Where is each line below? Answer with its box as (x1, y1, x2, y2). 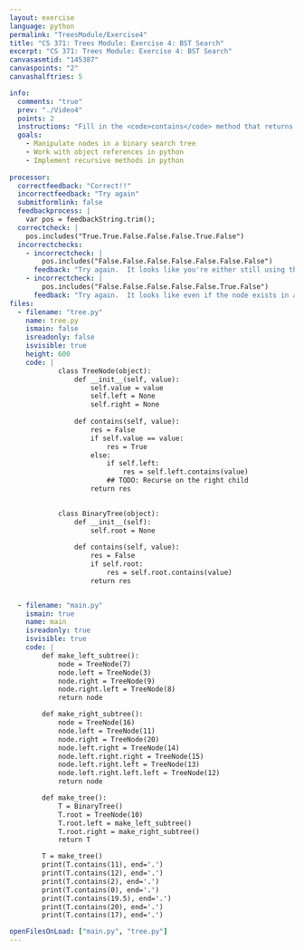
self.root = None (90, 526, 156, 535)
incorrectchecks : (17, 240, 83, 249)
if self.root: (90, 560, 144, 569)
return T (57, 835, 91, 845)
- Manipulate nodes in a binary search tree (25, 139, 196, 149)
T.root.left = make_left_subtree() (57, 819, 193, 828)
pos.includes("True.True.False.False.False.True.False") (25, 232, 245, 241)
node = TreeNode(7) (57, 659, 131, 668)
